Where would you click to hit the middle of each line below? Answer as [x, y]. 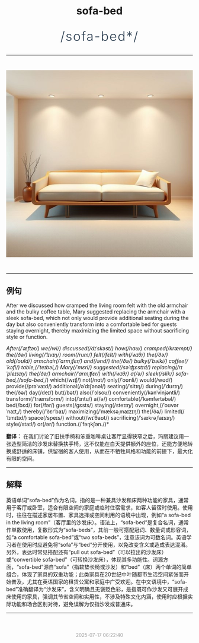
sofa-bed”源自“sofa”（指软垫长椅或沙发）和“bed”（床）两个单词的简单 [105, 567]
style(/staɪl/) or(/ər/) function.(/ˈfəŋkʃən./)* [58, 424]
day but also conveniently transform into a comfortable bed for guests [92, 324]
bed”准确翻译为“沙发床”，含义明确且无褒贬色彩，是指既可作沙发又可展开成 [97, 589]
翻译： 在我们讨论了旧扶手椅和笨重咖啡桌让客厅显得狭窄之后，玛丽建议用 [95, 436]
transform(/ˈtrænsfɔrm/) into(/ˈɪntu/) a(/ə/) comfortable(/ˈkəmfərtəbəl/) [91, 399]
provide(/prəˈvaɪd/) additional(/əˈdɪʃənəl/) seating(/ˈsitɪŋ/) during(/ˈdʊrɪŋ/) [95, 386]
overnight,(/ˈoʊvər [157, 405]
